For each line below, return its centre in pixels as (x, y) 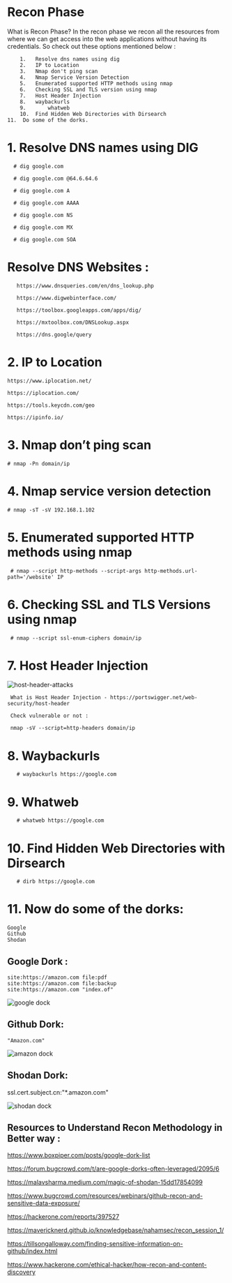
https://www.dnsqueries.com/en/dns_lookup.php (85, 286)
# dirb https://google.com (56, 882)
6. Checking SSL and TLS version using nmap (88, 89)
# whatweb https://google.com (60, 820)
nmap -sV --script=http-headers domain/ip (73, 728)
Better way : (34, 1139)
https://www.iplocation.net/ (49, 381)
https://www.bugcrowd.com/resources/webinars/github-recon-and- (105, 1196)
